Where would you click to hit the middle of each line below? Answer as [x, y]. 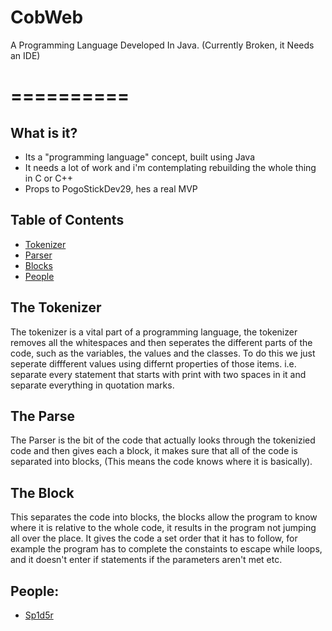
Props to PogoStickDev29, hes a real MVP [111, 188]
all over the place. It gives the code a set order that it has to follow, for [154, 538]
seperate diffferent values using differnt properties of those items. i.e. [153, 363]
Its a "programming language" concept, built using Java [140, 157]
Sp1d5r [39, 615]
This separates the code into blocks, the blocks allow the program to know [164, 517]
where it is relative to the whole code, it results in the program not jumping [163, 528]
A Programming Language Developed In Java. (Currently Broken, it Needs [162, 45]
